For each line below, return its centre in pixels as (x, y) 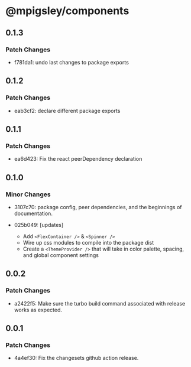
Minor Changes (28, 194)
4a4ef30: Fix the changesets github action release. (76, 358)
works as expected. (38, 310)
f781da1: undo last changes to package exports (72, 62)
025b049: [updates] (39, 225)
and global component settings (61, 255)
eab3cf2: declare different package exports (67, 111)
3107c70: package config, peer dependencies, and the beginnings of (98, 207)
